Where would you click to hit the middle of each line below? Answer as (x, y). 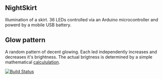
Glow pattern (25, 40)
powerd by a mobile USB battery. (38, 25)
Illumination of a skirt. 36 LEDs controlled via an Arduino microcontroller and (82, 19)
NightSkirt (21, 8)
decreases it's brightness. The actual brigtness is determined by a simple (79, 57)
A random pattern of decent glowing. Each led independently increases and (81, 52)
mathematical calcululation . (32, 62)
